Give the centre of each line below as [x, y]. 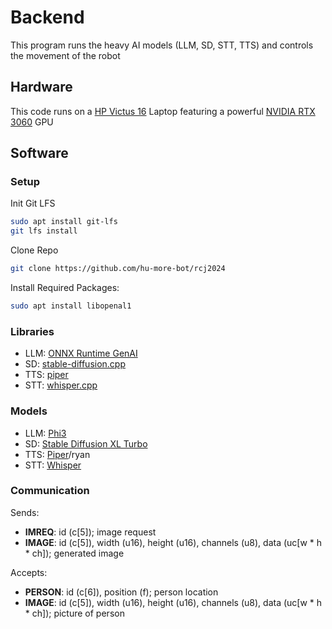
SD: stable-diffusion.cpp [75, 364]
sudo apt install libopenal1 [71, 306]
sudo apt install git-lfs [64, 222]
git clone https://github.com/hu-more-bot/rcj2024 [118, 269]
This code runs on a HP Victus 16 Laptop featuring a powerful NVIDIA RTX [163, 111]
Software [39, 153]
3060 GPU [32, 122]
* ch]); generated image [74, 553]
